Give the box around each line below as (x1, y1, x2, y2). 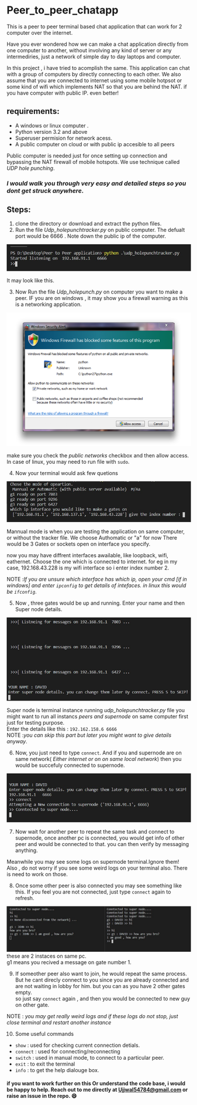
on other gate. (15, 1001, 50, 1008)
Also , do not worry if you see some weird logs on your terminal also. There (6, 864, 188, 871)
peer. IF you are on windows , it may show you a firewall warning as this (15, 295, 188, 302)
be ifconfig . (6, 588, 37, 595)
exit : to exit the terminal (15, 1060, 75, 1067)
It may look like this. (6, 277, 54, 284)
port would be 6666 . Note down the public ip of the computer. (15, 233, 166, 240)
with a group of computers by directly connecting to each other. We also (6, 70, 181, 78)
